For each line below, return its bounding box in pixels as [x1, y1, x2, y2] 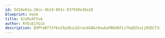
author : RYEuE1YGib [5, 21, 45, 26]
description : [5, 26, 32, 31]
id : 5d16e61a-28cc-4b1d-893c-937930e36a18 [5, 7, 93, 12]
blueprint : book [5, 12, 38, 17]
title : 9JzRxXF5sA [5, 16, 43, 21]
